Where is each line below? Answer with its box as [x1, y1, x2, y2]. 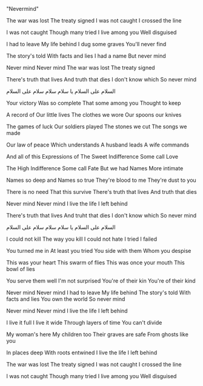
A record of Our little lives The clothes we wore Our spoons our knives [6, 111, 182, 118]
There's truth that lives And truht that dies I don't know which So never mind [6, 212, 197, 219]
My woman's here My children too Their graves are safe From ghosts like [6, 331, 189, 338]
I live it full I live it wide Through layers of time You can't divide [6, 319, 162, 326]
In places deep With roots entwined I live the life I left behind [6, 349, 158, 356]
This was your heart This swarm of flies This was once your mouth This [6, 259, 185, 266]
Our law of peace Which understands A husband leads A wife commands [6, 141, 190, 148]
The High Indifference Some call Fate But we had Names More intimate [6, 165, 184, 172]
